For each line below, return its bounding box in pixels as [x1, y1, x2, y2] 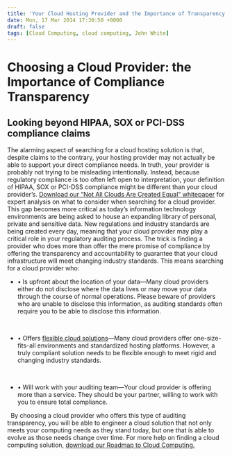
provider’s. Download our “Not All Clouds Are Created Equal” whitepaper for [7, 190, 225, 199]
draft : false [7, 23, 45, 30]
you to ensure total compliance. [17, 398, 108, 407]
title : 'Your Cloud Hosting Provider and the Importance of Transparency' [7, 10, 229, 17]
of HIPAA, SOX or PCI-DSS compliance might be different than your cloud [7, 183, 217, 191]
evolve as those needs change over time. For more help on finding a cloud [7, 434, 220, 442]
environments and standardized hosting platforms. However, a [37, 341, 215, 350]
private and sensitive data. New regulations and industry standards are [7, 220, 210, 228]
